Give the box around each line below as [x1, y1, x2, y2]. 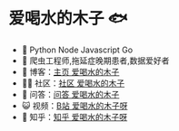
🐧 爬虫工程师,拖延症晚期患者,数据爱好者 [21, 55, 170, 66]
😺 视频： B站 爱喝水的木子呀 [21, 100, 128, 111]
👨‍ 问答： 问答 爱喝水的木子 [21, 89, 120, 99]
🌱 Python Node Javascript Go [21, 44, 134, 55]
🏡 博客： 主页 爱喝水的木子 [21, 66, 120, 77]
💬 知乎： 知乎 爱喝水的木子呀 [21, 111, 128, 122]
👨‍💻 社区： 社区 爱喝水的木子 [21, 78, 125, 89]
